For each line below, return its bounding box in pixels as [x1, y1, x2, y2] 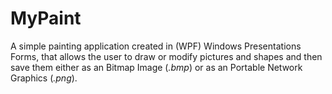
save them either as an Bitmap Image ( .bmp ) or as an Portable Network [10, 61, 303, 73]
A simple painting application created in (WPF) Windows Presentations [10, 40, 302, 52]
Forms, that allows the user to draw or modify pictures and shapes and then [10, 50, 323, 62]
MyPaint [10, 7, 82, 30]
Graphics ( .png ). [10, 72, 78, 84]
